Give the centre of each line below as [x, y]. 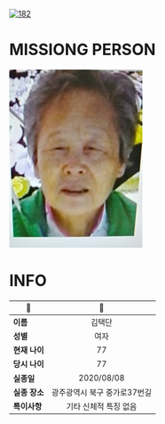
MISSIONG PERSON [82, 50]
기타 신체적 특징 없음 [102, 406]
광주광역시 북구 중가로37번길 [102, 392]
